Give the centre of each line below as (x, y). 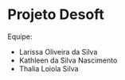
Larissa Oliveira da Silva (58, 51)
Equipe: (20, 36)
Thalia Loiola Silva (49, 68)
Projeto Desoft (56, 15)
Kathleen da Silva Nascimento (68, 60)
